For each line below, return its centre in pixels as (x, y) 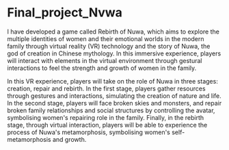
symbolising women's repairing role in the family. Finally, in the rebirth (105, 117)
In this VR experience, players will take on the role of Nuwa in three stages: (113, 81)
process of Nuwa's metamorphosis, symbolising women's (89, 132)
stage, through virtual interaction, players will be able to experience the (107, 125)
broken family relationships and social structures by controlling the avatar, (111, 110)
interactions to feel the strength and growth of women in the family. (102, 68)
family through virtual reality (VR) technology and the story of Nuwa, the (109, 46)
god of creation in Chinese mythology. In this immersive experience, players (114, 53)
